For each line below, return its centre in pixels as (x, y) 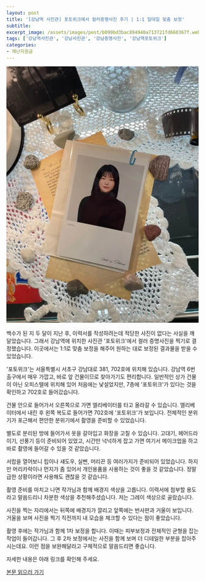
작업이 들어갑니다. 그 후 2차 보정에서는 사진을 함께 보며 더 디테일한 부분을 (93, 539)
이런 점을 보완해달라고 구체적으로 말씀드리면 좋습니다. (93, 546)
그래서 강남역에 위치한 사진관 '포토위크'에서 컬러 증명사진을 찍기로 (112, 341)
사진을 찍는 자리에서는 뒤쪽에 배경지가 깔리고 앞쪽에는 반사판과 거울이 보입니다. (100, 510)
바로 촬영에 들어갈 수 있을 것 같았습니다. (53, 449)
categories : (21, 45)
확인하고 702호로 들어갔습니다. (43, 392)
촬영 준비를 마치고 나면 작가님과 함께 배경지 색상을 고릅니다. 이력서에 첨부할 (96, 490)
